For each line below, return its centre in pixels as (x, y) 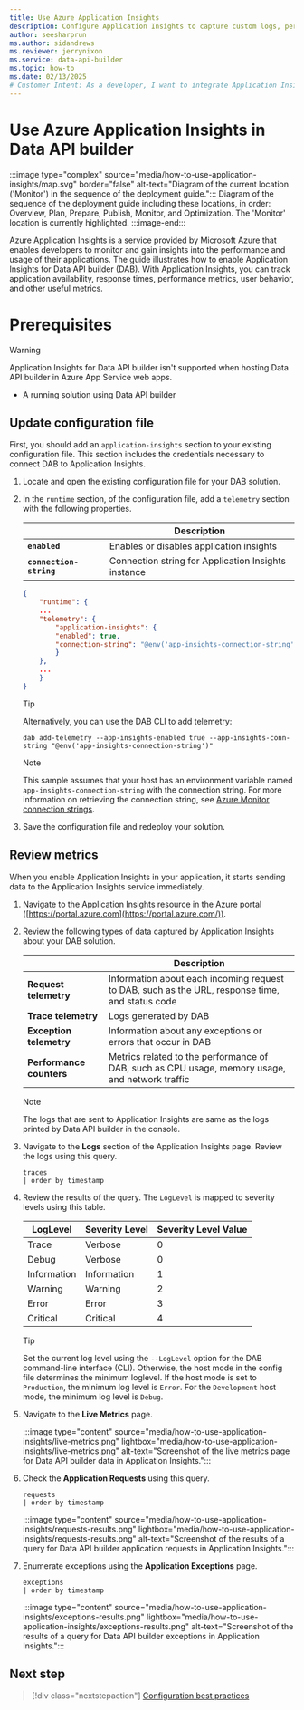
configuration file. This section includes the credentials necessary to (137, 455)
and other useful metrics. (57, 288)
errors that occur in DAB (159, 1042)
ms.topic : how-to (42, 69)
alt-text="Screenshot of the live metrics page (206, 1451)
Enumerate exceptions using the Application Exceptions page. (140, 1566)
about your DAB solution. (69, 941)
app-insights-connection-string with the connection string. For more (152, 790)
